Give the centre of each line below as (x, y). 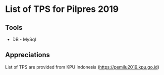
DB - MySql (24, 39)
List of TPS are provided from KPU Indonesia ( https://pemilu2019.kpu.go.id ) (82, 67)
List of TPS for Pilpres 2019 (62, 9)
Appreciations (28, 55)
